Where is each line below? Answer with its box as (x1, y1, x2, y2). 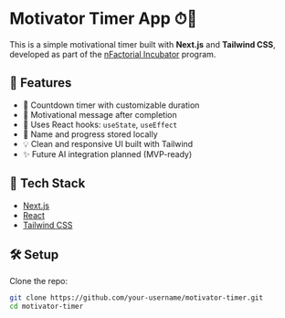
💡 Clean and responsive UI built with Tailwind (22, 138, 194, 149)
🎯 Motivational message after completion (22, 109, 177, 120)
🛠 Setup (9, 247, 59, 262)
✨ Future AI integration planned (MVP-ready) (22, 148, 193, 159)
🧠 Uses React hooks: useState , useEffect (22, 119, 178, 130)
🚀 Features (9, 75, 72, 90)
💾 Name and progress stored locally (22, 128, 158, 140)
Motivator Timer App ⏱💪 (9, 8, 198, 29)
